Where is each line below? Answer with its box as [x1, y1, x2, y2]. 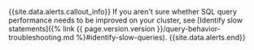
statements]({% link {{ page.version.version [8, 24, 155, 33]
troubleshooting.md [8, 32, 75, 42]
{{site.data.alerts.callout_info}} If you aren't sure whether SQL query [8, 7, 238, 16]
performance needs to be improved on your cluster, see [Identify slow [8, 15, 243, 25]
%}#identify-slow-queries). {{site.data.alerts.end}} [76, 32, 246, 42]
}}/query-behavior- [156, 24, 221, 33]
